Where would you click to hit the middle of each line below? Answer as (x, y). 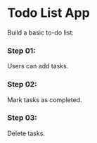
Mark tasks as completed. (45, 99)
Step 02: (22, 85)
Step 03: (22, 118)
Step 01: (22, 51)
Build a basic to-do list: (40, 32)
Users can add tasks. (38, 66)
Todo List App (48, 13)
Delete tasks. (26, 133)
